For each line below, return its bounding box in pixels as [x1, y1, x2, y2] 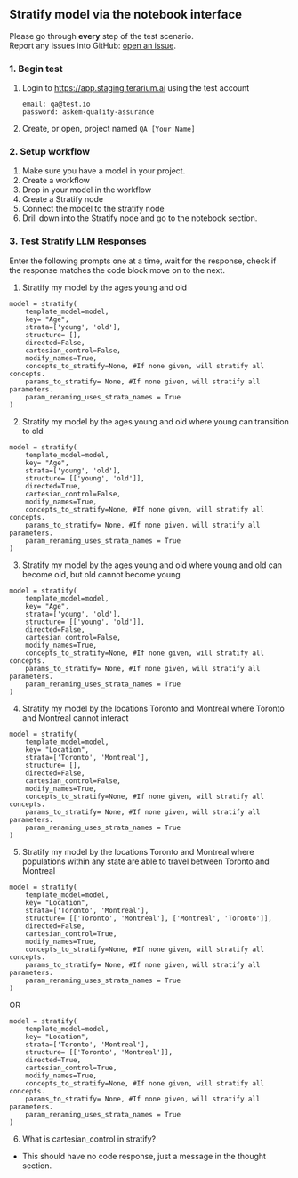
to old [21, 425, 44, 436]
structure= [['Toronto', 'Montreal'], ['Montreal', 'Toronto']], [25, 914, 273, 923]
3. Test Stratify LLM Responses [9, 235, 147, 247]
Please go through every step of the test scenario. [9, 30, 194, 41]
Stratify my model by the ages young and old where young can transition [21, 416, 289, 426]
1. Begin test [9, 62, 64, 75]
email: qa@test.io [21, 100, 91, 109]
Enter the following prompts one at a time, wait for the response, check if [9, 255, 277, 266]
